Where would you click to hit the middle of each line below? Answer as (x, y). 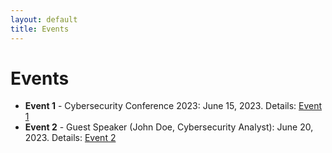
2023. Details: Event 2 (70, 138)
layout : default (44, 19)
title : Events (40, 29)
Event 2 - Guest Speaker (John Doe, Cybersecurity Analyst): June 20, (169, 127)
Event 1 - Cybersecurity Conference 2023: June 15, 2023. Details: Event (173, 106)
